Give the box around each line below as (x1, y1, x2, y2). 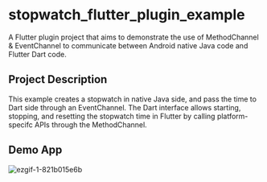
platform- (216, 111, 249, 121)
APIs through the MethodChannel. (35, 119, 147, 130)
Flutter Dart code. (8, 49, 67, 59)
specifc (8, 119, 34, 130)
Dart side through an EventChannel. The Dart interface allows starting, (8, 102, 241, 112)
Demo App (8, 143, 63, 157)
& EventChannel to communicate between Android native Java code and (8, 40, 249, 50)
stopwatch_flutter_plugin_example (8, 6, 245, 24)
